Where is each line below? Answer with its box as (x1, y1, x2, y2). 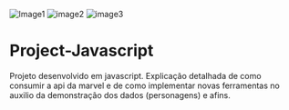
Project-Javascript (9, 41, 154, 61)
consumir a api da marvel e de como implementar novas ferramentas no (9, 80, 280, 91)
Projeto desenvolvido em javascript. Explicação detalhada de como (9, 70, 262, 81)
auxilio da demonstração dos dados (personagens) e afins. (9, 89, 231, 100)
